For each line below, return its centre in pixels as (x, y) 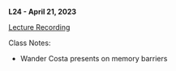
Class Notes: (30, 43)
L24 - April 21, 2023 (43, 12)
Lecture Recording (39, 27)
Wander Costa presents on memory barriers (94, 58)
